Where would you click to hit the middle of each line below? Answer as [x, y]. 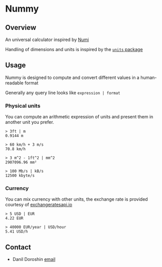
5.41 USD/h [17, 232]
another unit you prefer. [30, 122]
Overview [21, 28]
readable [14, 83]
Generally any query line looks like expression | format [63, 93]
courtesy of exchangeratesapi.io [39, 205]
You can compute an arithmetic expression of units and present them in [79, 117]
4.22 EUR [14, 218]
